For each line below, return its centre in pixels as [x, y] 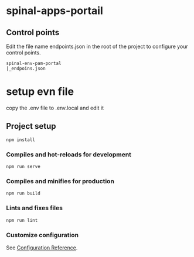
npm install [21, 140]
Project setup [31, 126]
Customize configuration [42, 235]
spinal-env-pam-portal [34, 63]
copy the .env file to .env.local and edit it [55, 108]
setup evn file [40, 92]
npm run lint [22, 220]
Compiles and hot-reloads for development [69, 155]
